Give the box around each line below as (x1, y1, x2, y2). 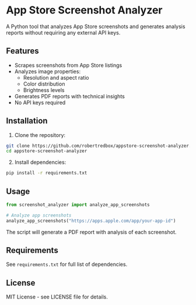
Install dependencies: (14, 159, 66, 166)
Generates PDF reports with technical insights (14, 92, 125, 100)
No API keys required (14, 99, 66, 106)
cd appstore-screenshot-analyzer (6, 148, 87, 154)
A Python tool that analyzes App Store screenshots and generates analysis (6, 23, 185, 30)
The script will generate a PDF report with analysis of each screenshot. (6, 228, 177, 235)
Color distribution (23, 80, 65, 87)
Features (6, 46, 39, 56)
